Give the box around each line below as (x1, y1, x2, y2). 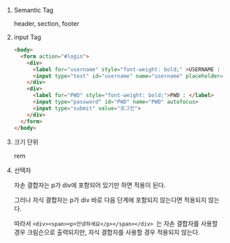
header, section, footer (13, 20, 79, 27)
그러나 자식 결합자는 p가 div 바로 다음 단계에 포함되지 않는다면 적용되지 (13, 196, 207, 205)
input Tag (13, 33, 42, 41)
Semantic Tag (13, 6, 54, 14)
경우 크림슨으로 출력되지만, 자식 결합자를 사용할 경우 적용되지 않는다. (13, 228, 200, 237)
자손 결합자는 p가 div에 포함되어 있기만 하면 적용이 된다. (13, 181, 166, 189)
